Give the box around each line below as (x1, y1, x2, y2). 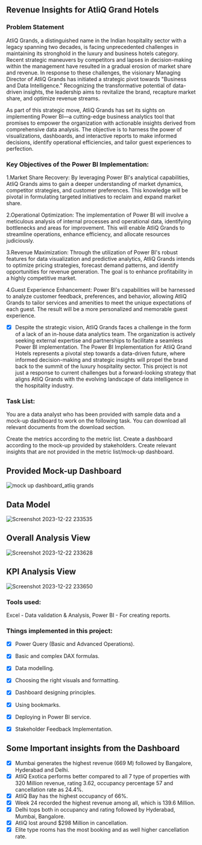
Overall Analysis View (6, 533, 90, 544)
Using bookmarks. (14, 701, 61, 708)
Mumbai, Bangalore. (14, 812, 65, 820)
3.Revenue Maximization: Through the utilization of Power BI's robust (6, 248, 178, 256)
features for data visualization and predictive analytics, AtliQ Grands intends (6, 255, 195, 262)
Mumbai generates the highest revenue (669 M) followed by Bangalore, (14, 759, 193, 766)
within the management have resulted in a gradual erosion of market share (6, 62, 191, 70)
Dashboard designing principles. (14, 689, 96, 696)
